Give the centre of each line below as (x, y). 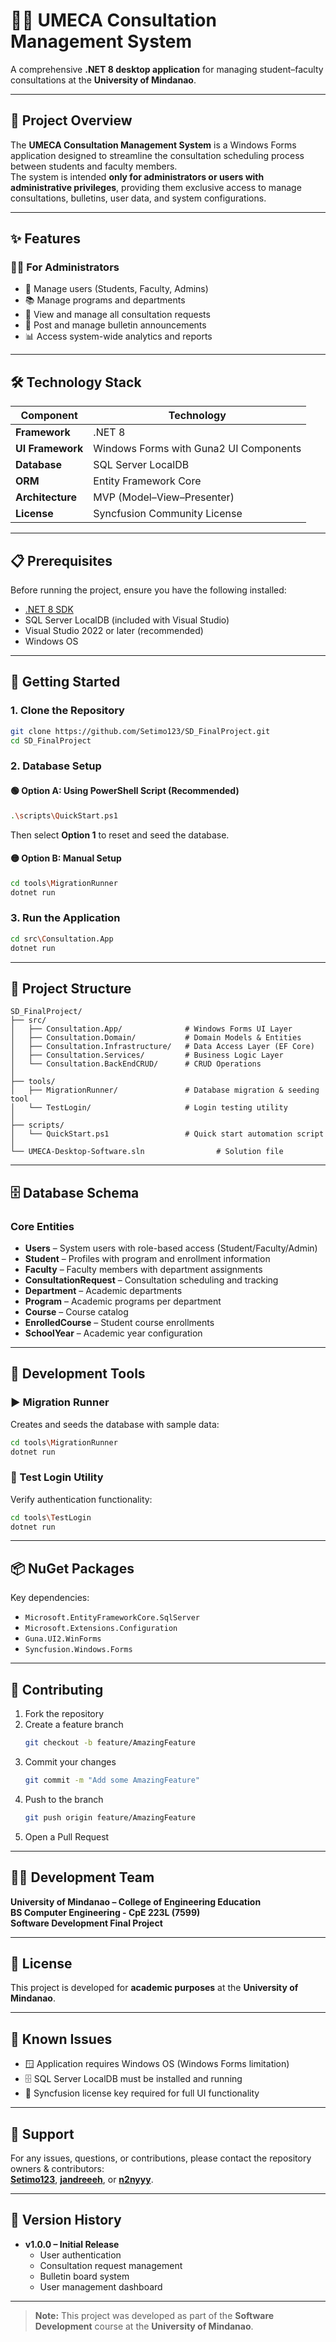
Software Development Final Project (86, 1923)
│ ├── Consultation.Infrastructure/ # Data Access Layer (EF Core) (162, 1047)
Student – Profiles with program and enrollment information (147, 1258)
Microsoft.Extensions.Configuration (101, 1629)
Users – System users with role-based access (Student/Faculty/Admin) (171, 1248)
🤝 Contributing (57, 1689)
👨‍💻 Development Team (82, 1877)
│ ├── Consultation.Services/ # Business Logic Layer (147, 1055)
